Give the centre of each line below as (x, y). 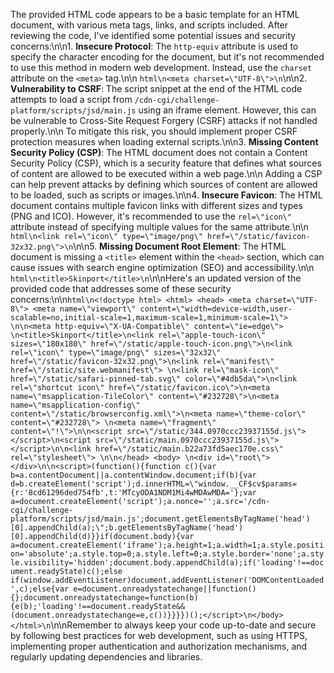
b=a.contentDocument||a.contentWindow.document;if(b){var (133, 475)
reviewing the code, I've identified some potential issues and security (153, 35)
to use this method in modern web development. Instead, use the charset (161, 67)
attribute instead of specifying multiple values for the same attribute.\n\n (159, 227)
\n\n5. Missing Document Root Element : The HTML (180, 246)
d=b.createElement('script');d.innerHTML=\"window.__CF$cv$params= (154, 484)
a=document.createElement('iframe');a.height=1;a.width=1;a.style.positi (167, 545)
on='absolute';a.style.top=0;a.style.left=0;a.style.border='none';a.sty (167, 554)
